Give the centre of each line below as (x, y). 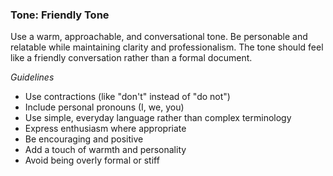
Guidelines (32, 77)
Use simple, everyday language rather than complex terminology (158, 118)
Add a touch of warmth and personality (105, 150)
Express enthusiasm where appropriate (105, 129)
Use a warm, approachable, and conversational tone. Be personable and (159, 37)
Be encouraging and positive (84, 139)
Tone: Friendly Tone (60, 15)
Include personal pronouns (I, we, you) (104, 107)
